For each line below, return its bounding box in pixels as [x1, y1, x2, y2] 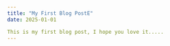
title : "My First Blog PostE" [7, 9, 94, 17]
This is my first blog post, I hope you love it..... [7, 28, 165, 35]
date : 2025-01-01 [7, 16, 57, 23]
